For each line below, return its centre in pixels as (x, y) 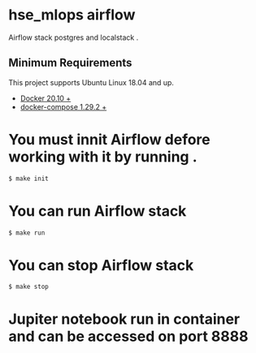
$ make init (28, 179)
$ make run (27, 233)
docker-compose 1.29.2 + (63, 106)
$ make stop (28, 287)
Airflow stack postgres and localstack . (74, 37)
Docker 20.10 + (46, 98)
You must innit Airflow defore (110, 139)
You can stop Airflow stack (101, 265)
